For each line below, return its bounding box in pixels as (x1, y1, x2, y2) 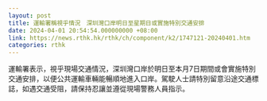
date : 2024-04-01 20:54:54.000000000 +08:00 (8, 26, 158, 34)
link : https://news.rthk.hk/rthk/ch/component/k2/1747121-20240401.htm (8, 33, 250, 42)
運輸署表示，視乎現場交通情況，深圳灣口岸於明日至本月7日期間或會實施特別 (8, 64, 256, 74)
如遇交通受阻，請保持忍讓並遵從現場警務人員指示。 (21, 84, 189, 94)
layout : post (8, 11, 52, 20)
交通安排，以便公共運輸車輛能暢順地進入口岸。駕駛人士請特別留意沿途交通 (8, 74, 252, 84)
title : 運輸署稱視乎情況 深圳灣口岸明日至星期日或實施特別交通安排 (8, 19, 205, 27)
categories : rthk (8, 41, 66, 49)
